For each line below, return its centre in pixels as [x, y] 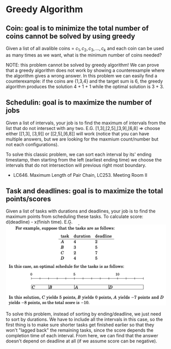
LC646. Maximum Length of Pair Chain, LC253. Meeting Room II [80, 175]
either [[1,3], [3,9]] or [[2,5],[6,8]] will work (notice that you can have [78, 133]
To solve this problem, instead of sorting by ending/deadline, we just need [83, 314]
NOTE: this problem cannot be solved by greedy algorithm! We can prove [82, 65]
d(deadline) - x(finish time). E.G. [39, 222]
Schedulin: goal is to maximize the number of [79, 103]
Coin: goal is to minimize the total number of [77, 28]
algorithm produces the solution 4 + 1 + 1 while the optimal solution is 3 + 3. [85, 86]
